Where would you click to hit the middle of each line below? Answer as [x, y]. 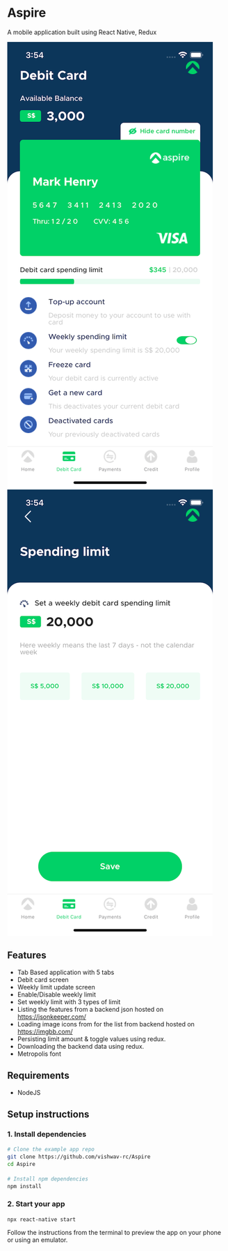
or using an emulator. [38, 1240]
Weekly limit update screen [56, 987]
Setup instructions [48, 1114]
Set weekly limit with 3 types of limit [69, 1001]
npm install [24, 1186]
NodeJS [29, 1092]
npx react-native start [42, 1219]
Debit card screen [43, 979]
